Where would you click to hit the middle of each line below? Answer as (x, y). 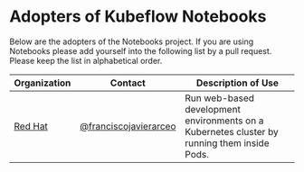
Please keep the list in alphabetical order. (86, 60)
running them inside (227, 143)
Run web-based (220, 98)
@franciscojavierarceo (128, 126)
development (213, 109)
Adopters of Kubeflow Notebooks (138, 17)
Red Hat (31, 126)
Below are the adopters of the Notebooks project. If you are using (132, 41)
